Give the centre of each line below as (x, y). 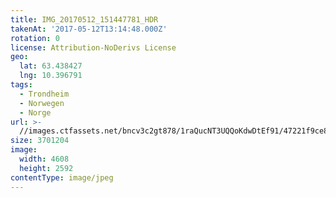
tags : (21, 85)
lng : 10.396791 (51, 76)
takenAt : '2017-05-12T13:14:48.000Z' (89, 29)
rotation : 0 (35, 38)
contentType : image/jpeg (62, 177)
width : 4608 (44, 159)
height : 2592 (46, 168)
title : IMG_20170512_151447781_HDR (84, 19)
